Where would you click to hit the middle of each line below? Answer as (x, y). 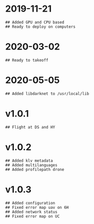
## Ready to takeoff (27, 60)
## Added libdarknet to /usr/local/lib (47, 94)
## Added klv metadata (29, 161)
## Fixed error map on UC (32, 216)
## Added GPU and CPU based (35, 22)
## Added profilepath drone (35, 169)
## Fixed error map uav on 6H (37, 207)
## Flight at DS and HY (30, 127)
